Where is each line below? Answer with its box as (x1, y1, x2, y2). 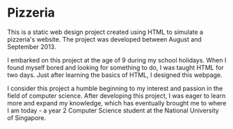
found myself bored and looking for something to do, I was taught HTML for (7, 63, 224, 71)
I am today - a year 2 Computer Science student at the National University (7, 106, 219, 114)
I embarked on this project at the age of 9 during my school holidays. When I (7, 55, 227, 64)
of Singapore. (7, 113, 47, 122)
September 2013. (7, 42, 56, 51)
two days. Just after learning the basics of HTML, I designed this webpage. (7, 71, 223, 79)
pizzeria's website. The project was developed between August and (7, 35, 202, 43)
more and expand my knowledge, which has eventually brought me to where (7, 98, 227, 107)
